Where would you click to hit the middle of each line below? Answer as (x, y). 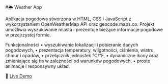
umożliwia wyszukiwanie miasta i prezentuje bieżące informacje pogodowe (84, 30)
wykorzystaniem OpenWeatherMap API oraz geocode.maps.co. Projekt (80, 24)
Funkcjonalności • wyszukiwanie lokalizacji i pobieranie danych (72, 45)
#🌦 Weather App (24, 7)
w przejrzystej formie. (28, 35)
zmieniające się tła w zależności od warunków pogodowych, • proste (78, 61)
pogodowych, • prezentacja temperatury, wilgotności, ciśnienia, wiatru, (80, 50)
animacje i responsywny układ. (38, 66)
